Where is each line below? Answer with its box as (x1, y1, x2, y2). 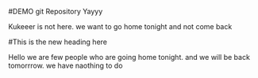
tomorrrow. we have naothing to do (8, 61, 123, 70)
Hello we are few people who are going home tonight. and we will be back (8, 53, 250, 61)
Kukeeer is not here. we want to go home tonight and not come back (8, 22, 233, 31)
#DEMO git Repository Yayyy (8, 7, 103, 16)
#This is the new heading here (8, 37, 107, 46)
